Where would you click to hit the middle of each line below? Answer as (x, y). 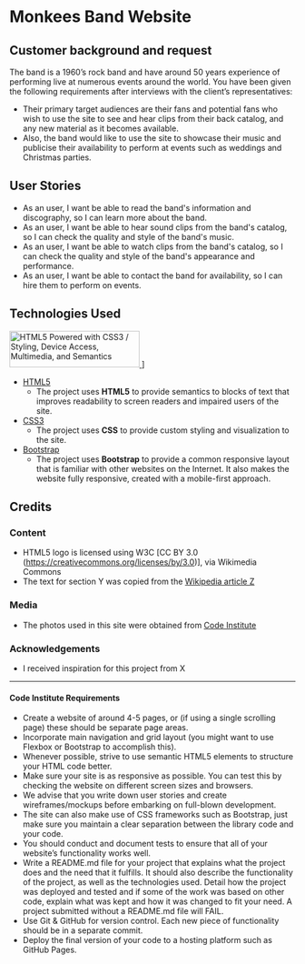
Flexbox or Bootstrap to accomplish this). (99, 747)
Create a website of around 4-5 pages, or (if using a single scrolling (149, 718)
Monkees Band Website (101, 17)
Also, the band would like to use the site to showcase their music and (152, 138)
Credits (31, 507)
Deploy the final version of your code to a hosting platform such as (147, 940)
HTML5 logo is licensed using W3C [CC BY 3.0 (110, 553)
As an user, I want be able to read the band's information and (137, 207)
